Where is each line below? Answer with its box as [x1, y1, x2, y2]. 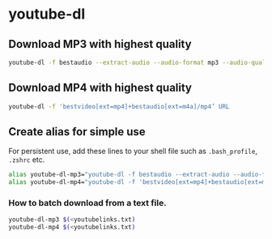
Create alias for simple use [8, 125, 146, 139]
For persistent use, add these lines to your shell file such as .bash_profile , [8, 147, 257, 156]
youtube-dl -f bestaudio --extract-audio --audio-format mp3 [8, 58, 219, 66]
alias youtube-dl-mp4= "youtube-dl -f [8, 178, 136, 186]
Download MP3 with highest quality [8, 37, 192, 51]
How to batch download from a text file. [8, 198, 168, 209]
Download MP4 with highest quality [8, 81, 193, 95]
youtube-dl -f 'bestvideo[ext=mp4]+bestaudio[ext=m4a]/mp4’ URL [8, 102, 230, 110]
